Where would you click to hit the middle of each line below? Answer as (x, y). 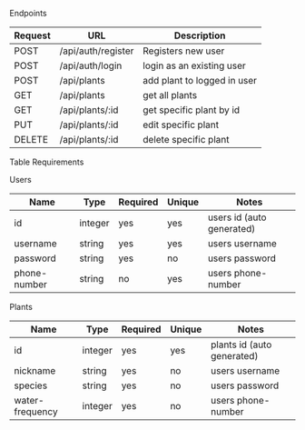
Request (33, 35)
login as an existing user (195, 65)
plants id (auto (241, 345)
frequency (36, 411)
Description (200, 35)
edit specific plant (181, 125)
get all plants (170, 95)
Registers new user (184, 51)
